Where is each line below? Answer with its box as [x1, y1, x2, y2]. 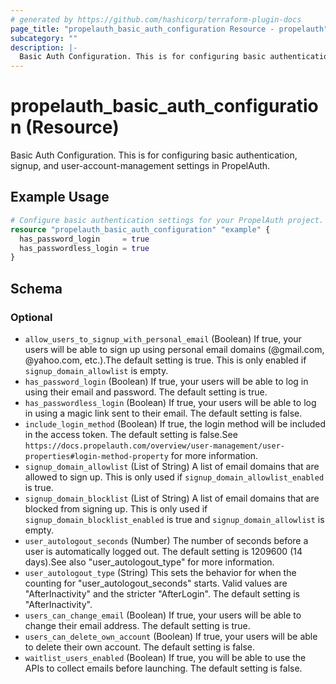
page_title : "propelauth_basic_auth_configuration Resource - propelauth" [10, 24, 329, 34]
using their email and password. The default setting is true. [24, 386, 268, 398]
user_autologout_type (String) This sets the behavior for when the [24, 566, 297, 578]
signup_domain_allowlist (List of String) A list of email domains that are [24, 460, 320, 472]
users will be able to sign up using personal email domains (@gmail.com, [24, 343, 325, 355]
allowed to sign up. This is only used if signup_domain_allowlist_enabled [24, 471, 325, 483]
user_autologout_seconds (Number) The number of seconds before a [24, 534, 309, 546]
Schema [10, 280, 63, 297]
